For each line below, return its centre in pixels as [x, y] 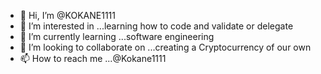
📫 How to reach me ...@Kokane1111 [93, 58]
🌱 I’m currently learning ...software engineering [117, 36]
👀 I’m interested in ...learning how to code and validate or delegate [156, 26]
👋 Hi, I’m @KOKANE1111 [67, 15]
